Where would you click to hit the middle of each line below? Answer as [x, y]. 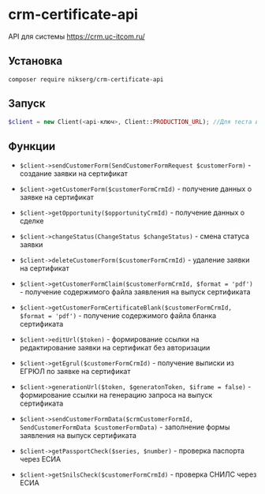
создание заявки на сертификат [74, 174]
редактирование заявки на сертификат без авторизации [115, 348]
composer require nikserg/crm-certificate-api [86, 79]
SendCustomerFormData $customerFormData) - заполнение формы [125, 427]
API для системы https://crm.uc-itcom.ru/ [77, 36]
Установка [35, 61]
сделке [32, 221]
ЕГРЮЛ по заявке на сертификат [75, 372]
